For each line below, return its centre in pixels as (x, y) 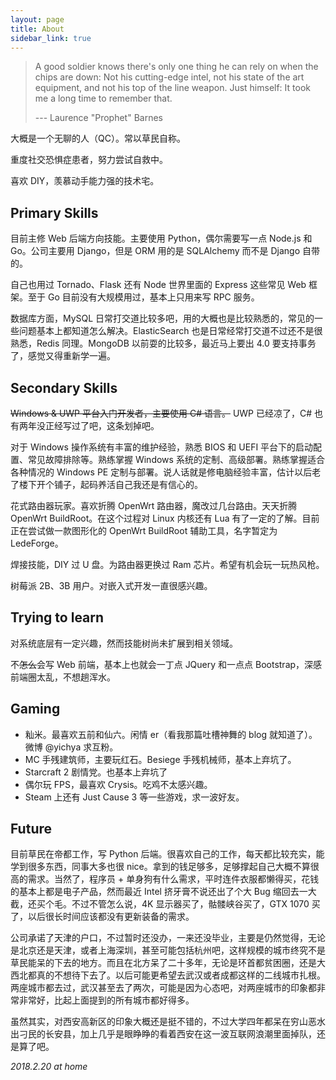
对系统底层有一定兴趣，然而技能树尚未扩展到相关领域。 (124, 643)
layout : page (37, 19)
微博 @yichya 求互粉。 (71, 747)
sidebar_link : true (51, 38)
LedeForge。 (37, 543)
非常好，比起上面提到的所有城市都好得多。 (106, 1000)
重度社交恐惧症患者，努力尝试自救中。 (89, 160)
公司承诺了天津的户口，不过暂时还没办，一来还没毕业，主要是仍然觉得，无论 (168, 938)
